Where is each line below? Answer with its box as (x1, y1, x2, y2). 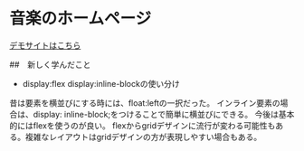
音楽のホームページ (9, 8, 152, 29)
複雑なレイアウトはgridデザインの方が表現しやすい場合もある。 (24, 131, 262, 142)
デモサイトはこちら (9, 40, 81, 51)
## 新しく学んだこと (9, 59, 91, 70)
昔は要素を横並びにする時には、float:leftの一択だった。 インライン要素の (9, 97, 280, 109)
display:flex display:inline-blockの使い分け (22, 78, 180, 89)
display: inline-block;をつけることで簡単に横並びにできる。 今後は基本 (33, 109, 295, 119)
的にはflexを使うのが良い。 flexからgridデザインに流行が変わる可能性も (9, 119, 276, 131)
